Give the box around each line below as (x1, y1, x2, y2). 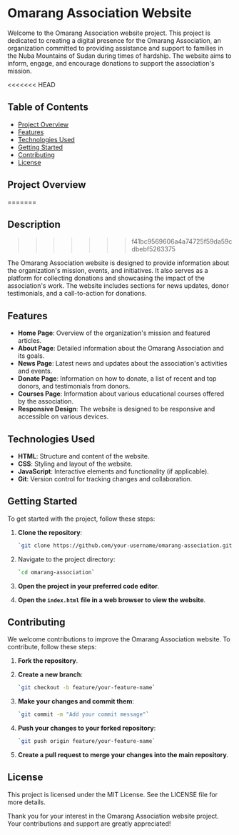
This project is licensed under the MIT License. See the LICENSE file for (7, 790, 218, 799)
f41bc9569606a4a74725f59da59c (131, 237, 233, 246)
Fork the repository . (17, 656, 78, 665)
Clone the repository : (17, 528, 83, 536)
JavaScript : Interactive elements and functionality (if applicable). (17, 467, 209, 476)
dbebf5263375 (131, 245, 176, 254)
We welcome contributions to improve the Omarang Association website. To (7, 635, 230, 644)
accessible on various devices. (17, 412, 109, 421)
